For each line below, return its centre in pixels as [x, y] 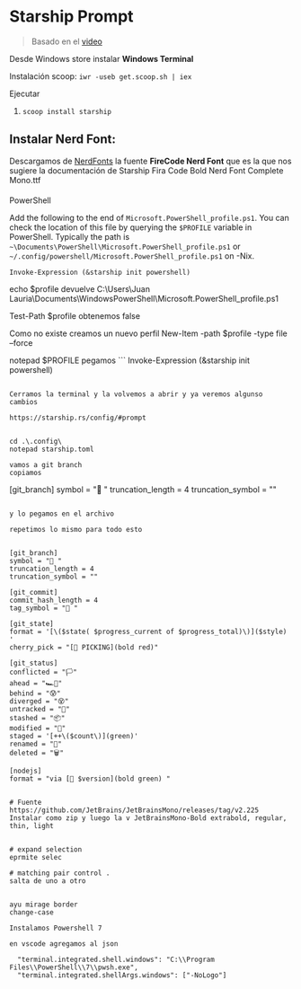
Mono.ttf [25, 180]
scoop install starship [67, 111]
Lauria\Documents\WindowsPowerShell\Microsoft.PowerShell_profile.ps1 [144, 299]
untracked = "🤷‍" [40, 710]
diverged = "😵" [39, 702]
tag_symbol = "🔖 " [44, 608]
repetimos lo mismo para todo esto [76, 530]
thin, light [31, 826]
